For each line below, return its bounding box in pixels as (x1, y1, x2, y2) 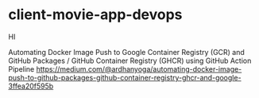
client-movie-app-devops (8, 6, 183, 24)
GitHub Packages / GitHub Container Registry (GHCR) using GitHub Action (8, 56, 252, 65)
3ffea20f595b (8, 81, 54, 91)
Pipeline (8, 64, 35, 73)
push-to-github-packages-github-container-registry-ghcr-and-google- (8, 73, 242, 82)
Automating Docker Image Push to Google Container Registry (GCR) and (8, 47, 245, 57)
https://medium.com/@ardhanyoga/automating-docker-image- (36, 64, 242, 73)
